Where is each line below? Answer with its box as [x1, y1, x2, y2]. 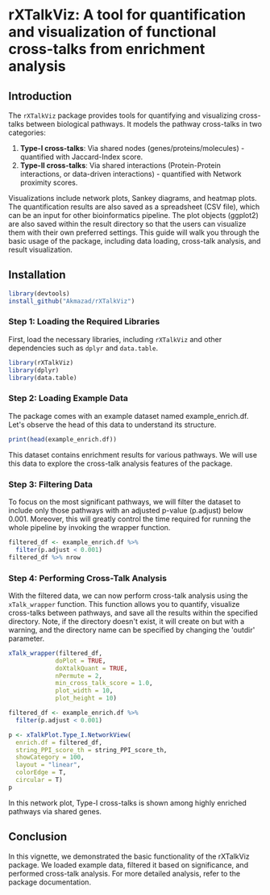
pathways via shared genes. [8, 806, 102, 816]
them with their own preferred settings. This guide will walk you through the [8, 228, 260, 237]
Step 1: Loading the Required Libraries [8, 316, 160, 328]
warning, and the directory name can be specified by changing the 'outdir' [8, 625, 255, 634]
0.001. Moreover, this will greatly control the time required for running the [8, 514, 251, 524]
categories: [8, 128, 46, 137]
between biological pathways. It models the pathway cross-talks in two [25, 119, 262, 128]
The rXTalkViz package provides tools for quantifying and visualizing [8, 111, 238, 120]
